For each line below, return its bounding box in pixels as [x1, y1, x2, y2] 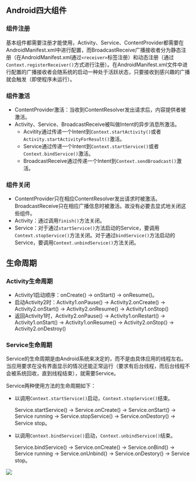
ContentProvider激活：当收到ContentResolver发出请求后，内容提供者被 [14, 106, 187, 113]
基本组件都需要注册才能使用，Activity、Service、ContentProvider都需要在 [6, 39, 184, 46]
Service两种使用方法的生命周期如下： [6, 383, 96, 390]
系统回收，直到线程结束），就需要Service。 [16, 370, 120, 377]
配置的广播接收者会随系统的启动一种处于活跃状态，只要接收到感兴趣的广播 [10, 68, 190, 75]
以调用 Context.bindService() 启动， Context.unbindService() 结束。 [14, 432, 176, 439]
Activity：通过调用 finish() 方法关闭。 [14, 217, 105, 224]
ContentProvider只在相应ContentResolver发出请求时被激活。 [14, 195, 161, 202]
